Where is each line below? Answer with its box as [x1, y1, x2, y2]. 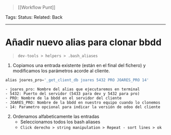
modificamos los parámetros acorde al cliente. [12, 68, 110, 74]
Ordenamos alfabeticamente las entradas [12, 113, 99, 119]
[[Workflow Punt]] [17, 5, 56, 10]
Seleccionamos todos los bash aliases [20, 119, 101, 125]
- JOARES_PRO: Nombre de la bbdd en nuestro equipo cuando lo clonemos [5, 100, 160, 105]
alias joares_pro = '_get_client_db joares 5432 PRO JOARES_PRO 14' [5, 77, 149, 83]
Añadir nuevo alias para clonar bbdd [5, 37, 162, 48]
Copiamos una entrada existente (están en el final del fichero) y [12, 62, 146, 68]
